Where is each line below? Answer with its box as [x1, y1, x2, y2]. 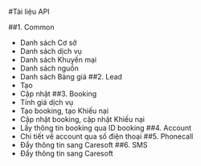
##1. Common [8, 22, 55, 31]
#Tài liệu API [8, 7, 50, 16]
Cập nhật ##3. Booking [19, 89, 97, 99]
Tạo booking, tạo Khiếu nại [19, 106, 109, 115]
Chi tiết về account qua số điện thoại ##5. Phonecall [19, 132, 194, 141]
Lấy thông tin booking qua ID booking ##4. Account [19, 123, 191, 132]
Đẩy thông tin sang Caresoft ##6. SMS [19, 140, 148, 149]
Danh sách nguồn [19, 63, 79, 73]
